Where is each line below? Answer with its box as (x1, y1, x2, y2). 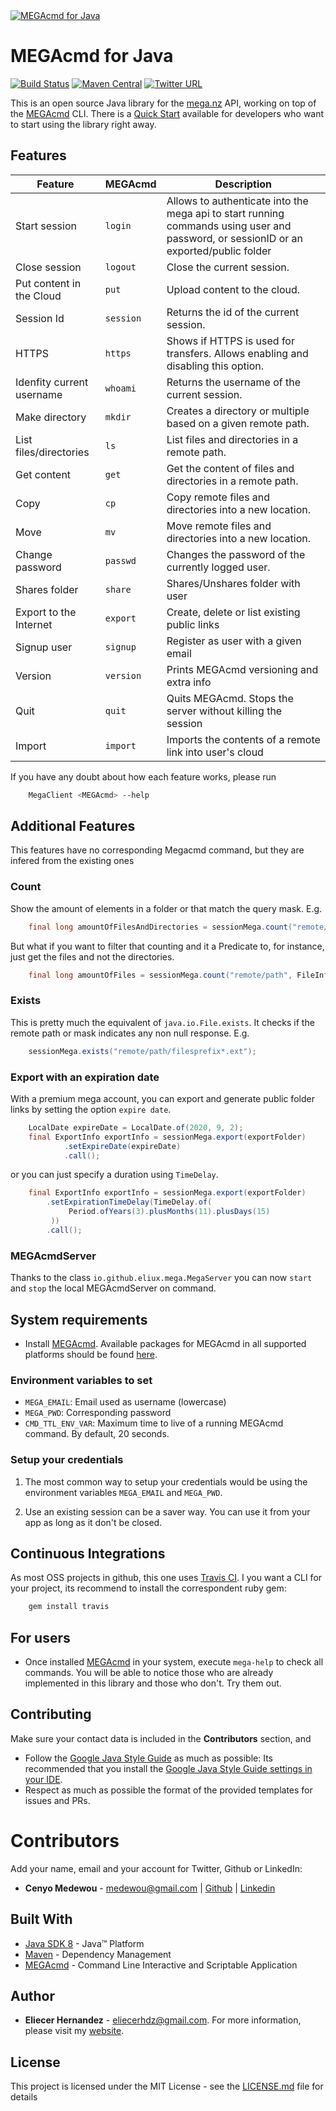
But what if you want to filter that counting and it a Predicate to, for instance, (10, 940, 325, 952)
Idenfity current (15, 375, 89, 389)
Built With (10, 1911, 73, 1928)
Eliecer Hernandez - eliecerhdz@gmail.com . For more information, (24, 2014, 302, 2026)
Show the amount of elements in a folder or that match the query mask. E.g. (10, 902, 323, 914)
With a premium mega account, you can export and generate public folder (10, 1092, 315, 1104)
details (10, 2091, 38, 2103)
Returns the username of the (166, 375, 301, 389)
